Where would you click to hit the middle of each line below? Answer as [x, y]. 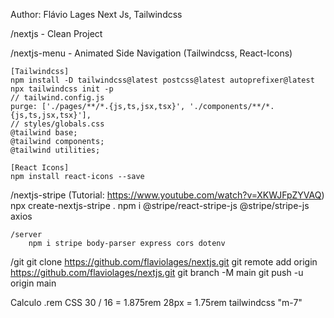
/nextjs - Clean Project [56, 33]
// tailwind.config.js [57, 98]
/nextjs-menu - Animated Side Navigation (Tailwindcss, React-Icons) [151, 53]
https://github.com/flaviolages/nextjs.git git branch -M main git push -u [157, 272]
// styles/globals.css [57, 124]
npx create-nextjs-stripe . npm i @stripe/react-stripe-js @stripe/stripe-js [160, 205]
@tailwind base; [44, 133]
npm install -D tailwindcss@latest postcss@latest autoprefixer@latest [162, 80]
